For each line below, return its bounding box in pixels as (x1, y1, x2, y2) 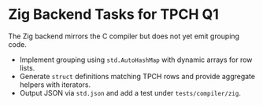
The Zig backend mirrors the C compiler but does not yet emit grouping (8, 31, 240, 41)
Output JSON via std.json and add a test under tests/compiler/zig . (19, 88, 242, 97)
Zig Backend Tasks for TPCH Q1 (8, 5, 219, 24)
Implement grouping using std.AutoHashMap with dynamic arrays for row (19, 55, 253, 64)
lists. (19, 63, 35, 72)
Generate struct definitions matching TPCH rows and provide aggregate (19, 71, 256, 81)
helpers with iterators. (19, 80, 91, 89)
